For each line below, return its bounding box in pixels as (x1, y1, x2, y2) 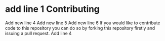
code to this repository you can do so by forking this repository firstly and (5, 25, 155, 31)
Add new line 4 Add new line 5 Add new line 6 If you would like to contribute (5, 20, 161, 26)
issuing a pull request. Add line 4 (5, 30, 72, 36)
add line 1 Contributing (5, 3, 100, 15)
